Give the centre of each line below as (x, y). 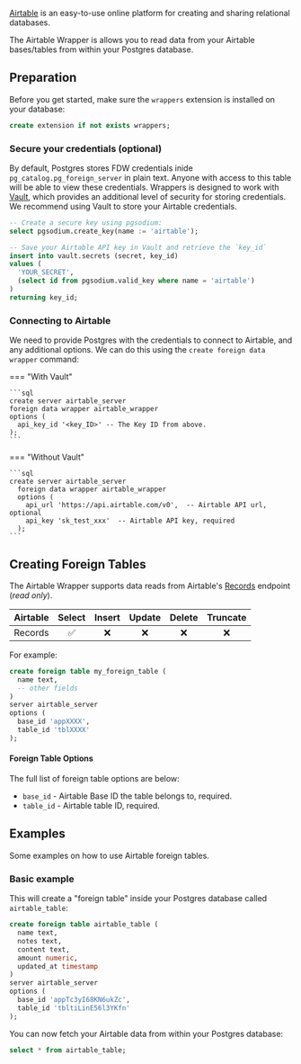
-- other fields (48, 688)
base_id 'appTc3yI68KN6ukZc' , (74, 1000)
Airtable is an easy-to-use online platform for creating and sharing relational (150, 13)
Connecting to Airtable (60, 320)
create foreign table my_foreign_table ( (88, 671)
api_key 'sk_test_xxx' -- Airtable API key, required (130, 521)
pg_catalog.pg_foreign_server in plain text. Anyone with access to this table (150, 177)
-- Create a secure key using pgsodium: (86, 223)
